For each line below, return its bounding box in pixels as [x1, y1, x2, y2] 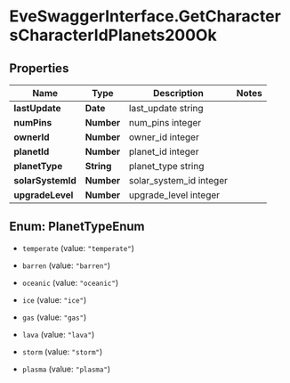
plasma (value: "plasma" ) [21, 363, 111, 374]
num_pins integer [128, 117, 202, 128]
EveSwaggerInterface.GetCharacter [9, 6, 282, 27]
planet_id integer [128, 145, 199, 158]
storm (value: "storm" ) [21, 346, 103, 357]
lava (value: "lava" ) [21, 329, 95, 339]
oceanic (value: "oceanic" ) [21, 277, 118, 288]
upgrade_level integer [128, 189, 221, 201]
